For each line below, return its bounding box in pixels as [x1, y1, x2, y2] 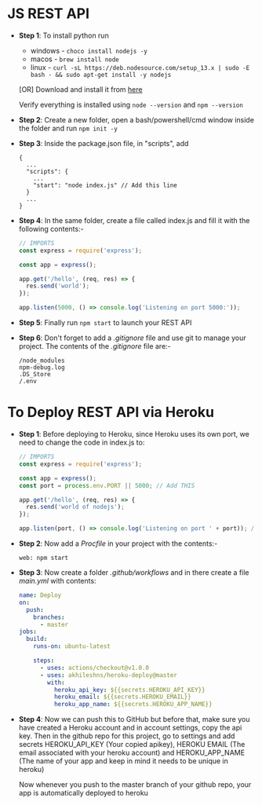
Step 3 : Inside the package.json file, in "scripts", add [18, 138, 189, 148]
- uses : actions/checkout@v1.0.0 [39, 664, 150, 671]
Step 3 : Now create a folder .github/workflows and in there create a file [18, 568, 249, 577]
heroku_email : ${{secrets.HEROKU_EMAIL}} [53, 693, 191, 701]
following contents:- [18, 224, 84, 233]
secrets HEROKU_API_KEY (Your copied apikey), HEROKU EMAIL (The [18, 740, 246, 749]
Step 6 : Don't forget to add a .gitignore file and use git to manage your [18, 333, 246, 342]
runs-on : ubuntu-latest [33, 642, 111, 650]
